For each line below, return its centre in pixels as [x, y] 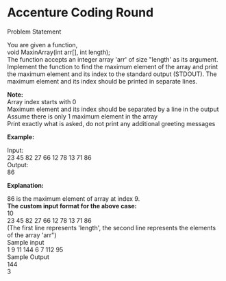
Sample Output [28, 257]
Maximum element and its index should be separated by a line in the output [113, 109]
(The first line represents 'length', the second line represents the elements [112, 228]
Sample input [26, 242]
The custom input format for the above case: [72, 206]
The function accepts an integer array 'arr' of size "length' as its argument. [113, 59]
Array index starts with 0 [42, 101]
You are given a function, [42, 45]
